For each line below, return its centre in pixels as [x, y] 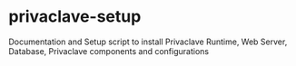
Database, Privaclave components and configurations [109, 51]
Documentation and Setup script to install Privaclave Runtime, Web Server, [148, 42]
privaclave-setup [75, 17]
